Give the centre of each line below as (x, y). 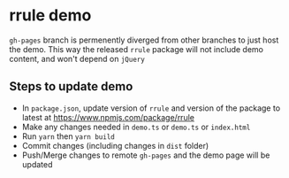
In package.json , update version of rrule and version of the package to (151, 108)
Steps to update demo (71, 86)
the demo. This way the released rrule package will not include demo (136, 49)
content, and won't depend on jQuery (77, 58)
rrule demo (50, 15)
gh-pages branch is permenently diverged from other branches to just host (144, 40)
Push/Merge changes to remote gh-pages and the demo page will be (146, 155)
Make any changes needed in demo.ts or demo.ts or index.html (136, 127)
